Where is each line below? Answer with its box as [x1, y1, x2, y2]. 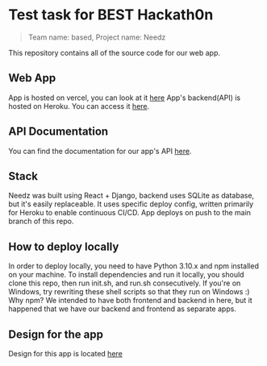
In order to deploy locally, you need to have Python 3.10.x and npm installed [8, 261, 260, 271]
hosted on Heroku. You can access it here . [8, 101, 150, 110]
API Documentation [8, 125, 109, 139]
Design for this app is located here [8, 349, 123, 358]
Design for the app [8, 327, 103, 341]
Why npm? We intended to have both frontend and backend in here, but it [8, 296, 252, 306]
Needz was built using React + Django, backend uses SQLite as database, [8, 191, 255, 201]
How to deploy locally [8, 239, 119, 253]
